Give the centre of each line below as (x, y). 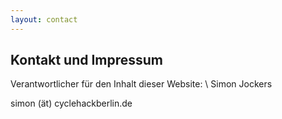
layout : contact (44, 19)
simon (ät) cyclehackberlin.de (71, 103)
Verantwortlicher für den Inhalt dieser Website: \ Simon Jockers (141, 84)
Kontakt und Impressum (87, 60)
